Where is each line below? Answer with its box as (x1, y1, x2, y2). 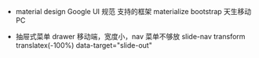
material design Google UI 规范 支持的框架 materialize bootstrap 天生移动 (15, 7, 252, 16)
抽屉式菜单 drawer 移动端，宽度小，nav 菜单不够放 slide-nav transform (15, 32, 246, 41)
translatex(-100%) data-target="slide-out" (15, 41, 153, 49)
